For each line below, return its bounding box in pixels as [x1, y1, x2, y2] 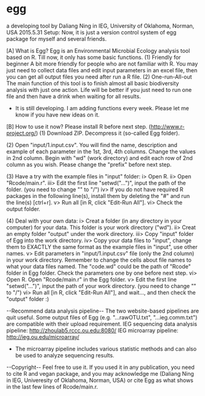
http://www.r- [151, 123, 185, 130]
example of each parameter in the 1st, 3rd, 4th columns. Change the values [6, 148, 196, 155]
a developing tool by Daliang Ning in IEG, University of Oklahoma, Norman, [6, 22, 195, 29]
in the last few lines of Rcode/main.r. [6, 383, 99, 390]
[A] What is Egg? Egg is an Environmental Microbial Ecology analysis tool [6, 47, 190, 54]
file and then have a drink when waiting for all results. [6, 93, 141, 100]
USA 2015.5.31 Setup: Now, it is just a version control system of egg [6, 28, 177, 36]
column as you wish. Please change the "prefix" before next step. [6, 161, 172, 168]
